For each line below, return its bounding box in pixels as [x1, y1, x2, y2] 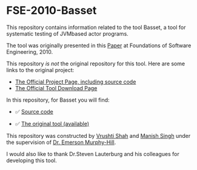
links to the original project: [6, 66, 75, 73]
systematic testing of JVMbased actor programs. [6, 30, 129, 37]
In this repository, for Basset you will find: [6, 96, 110, 103]
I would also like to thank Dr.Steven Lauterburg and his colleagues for [6, 150, 180, 157]
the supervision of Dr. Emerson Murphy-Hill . [6, 139, 116, 146]
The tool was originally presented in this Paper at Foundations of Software [6, 42, 192, 49]
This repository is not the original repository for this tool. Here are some [6, 60, 185, 67]
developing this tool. [6, 157, 57, 164]
